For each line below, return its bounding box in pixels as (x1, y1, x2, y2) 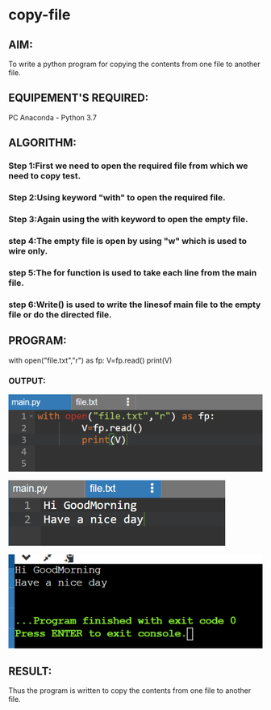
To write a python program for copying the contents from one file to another (8, 59, 261, 69)
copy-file (8, 6, 71, 24)
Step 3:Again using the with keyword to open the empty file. (8, 213, 248, 225)
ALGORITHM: (8, 136, 77, 150)
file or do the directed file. (8, 309, 112, 320)
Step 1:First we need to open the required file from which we (8, 160, 248, 171)
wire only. (8, 245, 48, 256)
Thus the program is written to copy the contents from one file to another (8, 686, 252, 695)
